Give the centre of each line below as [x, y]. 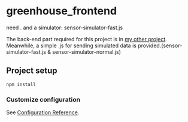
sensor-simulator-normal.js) [87, 51]
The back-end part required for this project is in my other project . [87, 39]
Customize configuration [43, 99]
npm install [21, 84]
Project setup [32, 71]
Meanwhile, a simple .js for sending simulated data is [71, 45]
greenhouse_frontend [62, 11]
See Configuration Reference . [43, 112]
